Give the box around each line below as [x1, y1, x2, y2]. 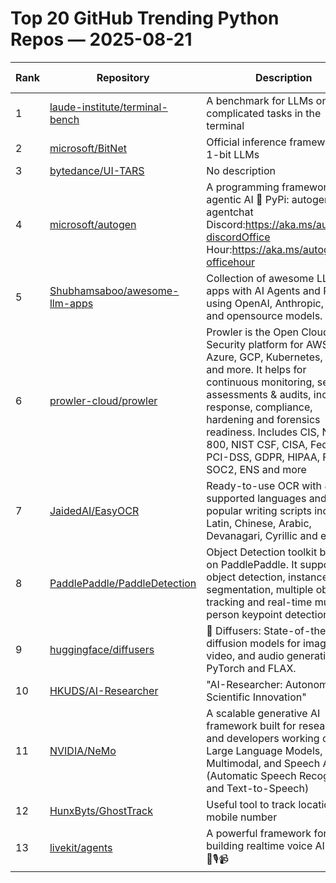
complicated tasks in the [206, 106, 322, 120]
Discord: [206, 217, 246, 231]
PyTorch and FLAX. [206, 661, 297, 675]
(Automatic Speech [206, 768, 297, 782]
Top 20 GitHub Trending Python [10, 7, 280, 30]
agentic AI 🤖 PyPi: [206, 192, 290, 206]
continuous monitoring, [206, 375, 315, 389]
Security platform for [206, 337, 304, 351]
